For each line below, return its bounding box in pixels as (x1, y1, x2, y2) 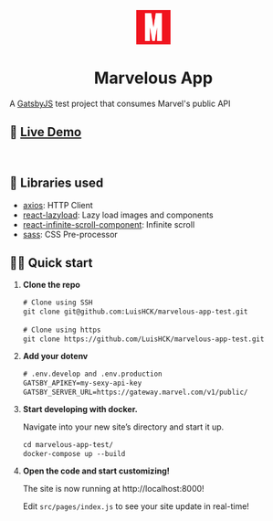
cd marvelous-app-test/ (22, 441, 114, 450)
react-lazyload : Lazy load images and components (22, 209, 214, 220)
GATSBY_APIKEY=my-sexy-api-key (22, 378, 142, 388)
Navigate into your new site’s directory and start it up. (22, 421, 225, 432)
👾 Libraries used (9, 175, 104, 191)
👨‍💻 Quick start (9, 255, 93, 271)
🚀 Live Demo (9, 124, 82, 140)
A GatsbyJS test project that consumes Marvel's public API (9, 98, 231, 109)
